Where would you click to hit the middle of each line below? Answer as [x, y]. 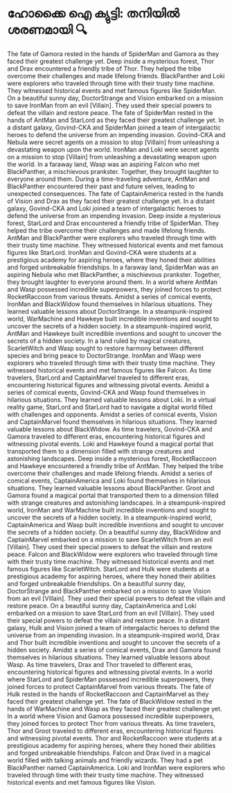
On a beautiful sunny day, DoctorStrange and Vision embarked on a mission [115, 98]
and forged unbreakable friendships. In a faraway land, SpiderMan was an [113, 267]
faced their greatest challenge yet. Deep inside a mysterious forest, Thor [111, 61]
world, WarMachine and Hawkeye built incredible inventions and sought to [113, 319]
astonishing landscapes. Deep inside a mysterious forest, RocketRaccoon [112, 458]
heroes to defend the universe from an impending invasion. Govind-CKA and [116, 134]
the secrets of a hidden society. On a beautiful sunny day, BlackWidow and [114, 532]
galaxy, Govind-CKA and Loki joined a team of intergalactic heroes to [106, 208]
